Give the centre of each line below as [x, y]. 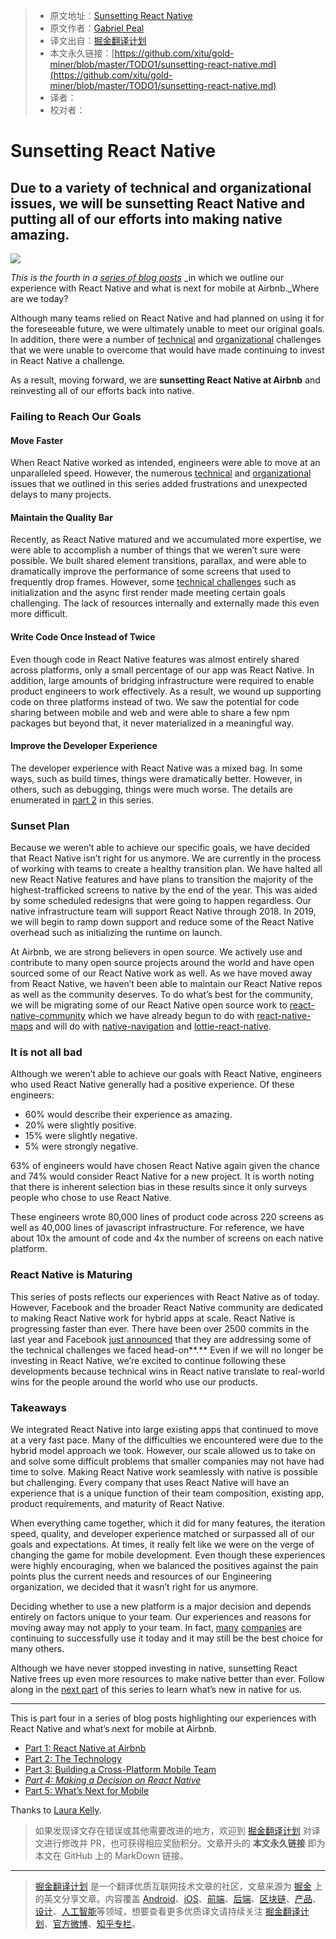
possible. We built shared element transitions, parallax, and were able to [158, 561]
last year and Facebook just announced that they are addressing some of [161, 1339]
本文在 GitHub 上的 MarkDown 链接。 [111, 1855]
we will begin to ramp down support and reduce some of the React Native [162, 922]
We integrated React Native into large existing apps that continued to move [164, 1429]
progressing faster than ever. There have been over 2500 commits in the [160, 1328]
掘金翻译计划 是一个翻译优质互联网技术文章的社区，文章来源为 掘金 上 [178, 1886]
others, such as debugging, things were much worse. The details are [152, 789]
